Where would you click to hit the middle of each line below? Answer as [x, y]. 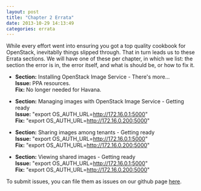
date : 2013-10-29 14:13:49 [40, 23]
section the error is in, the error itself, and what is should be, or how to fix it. [101, 65]
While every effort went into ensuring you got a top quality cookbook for [96, 46]
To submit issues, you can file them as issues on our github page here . [94, 181]
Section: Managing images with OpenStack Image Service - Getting [99, 102]
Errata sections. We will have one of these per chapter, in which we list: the [100, 59]
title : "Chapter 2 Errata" [40, 18]
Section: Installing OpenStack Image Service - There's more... [92, 77]
